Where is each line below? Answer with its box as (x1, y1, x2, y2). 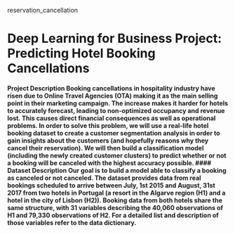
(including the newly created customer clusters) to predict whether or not (7, 151, 227, 160)
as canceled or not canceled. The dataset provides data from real (7, 174, 201, 182)
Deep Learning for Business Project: (7, 31, 222, 46)
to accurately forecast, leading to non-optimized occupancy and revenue (7, 106, 225, 115)
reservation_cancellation (7, 6, 79, 14)
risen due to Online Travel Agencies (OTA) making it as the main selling (7, 91, 218, 100)
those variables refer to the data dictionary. (7, 218, 137, 227)
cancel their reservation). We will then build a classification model (7, 143, 204, 152)
